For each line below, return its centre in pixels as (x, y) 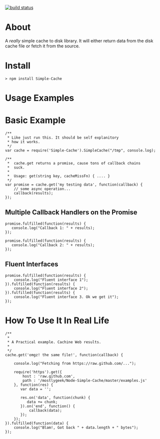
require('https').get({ (38, 372)
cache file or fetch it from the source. (42, 46)
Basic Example (35, 120)
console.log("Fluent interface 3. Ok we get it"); (66, 297)
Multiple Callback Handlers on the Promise (71, 212)
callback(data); (46, 410)
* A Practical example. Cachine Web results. (54, 342)
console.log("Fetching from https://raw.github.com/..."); (75, 363)
